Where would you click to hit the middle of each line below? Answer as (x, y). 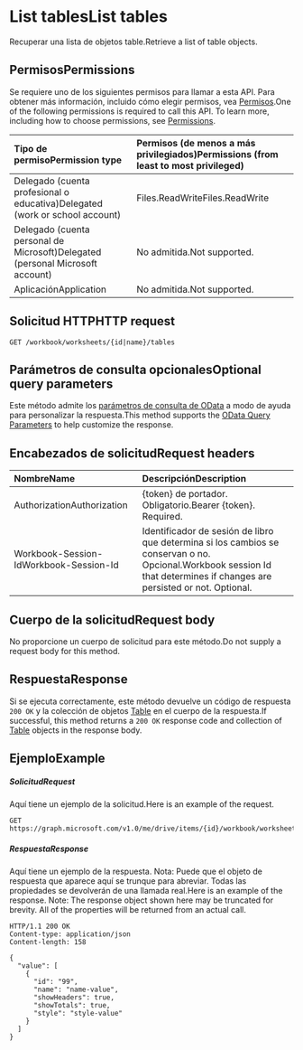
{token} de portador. (185, 494)
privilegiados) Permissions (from (207, 154)
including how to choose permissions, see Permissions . (113, 120)
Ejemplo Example (57, 759)
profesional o (42, 192)
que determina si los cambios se (211, 542)
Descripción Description (194, 479)
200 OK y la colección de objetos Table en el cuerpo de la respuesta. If (138, 710)
